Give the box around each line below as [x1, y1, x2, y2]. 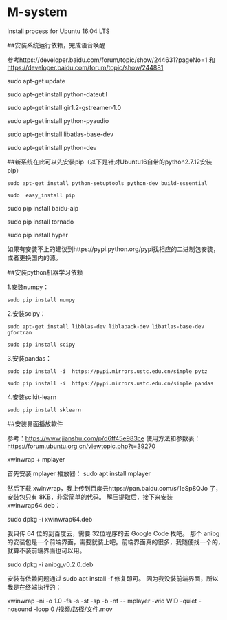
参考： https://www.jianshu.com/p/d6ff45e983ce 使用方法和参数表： [7, 434, 201, 442]
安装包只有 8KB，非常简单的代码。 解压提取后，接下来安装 [7, 493, 173, 501]
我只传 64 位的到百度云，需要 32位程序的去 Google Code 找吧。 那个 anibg [7, 529, 220, 537]
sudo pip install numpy [7, 297, 76, 303]
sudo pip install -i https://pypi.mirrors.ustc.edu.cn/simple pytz [7, 367, 208, 375]
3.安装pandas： [7, 354, 52, 362]
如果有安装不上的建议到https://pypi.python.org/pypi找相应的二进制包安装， [7, 245, 219, 253]
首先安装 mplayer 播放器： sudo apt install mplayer [7, 469, 151, 478]
